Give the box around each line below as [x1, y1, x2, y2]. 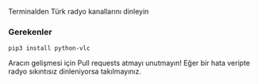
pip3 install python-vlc [8, 44, 90, 52]
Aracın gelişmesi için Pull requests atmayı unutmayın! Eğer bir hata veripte [8, 59, 250, 68]
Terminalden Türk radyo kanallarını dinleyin [8, 7, 149, 16]
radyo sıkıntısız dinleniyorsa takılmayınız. [8, 67, 141, 76]
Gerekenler [8, 26, 52, 37]
